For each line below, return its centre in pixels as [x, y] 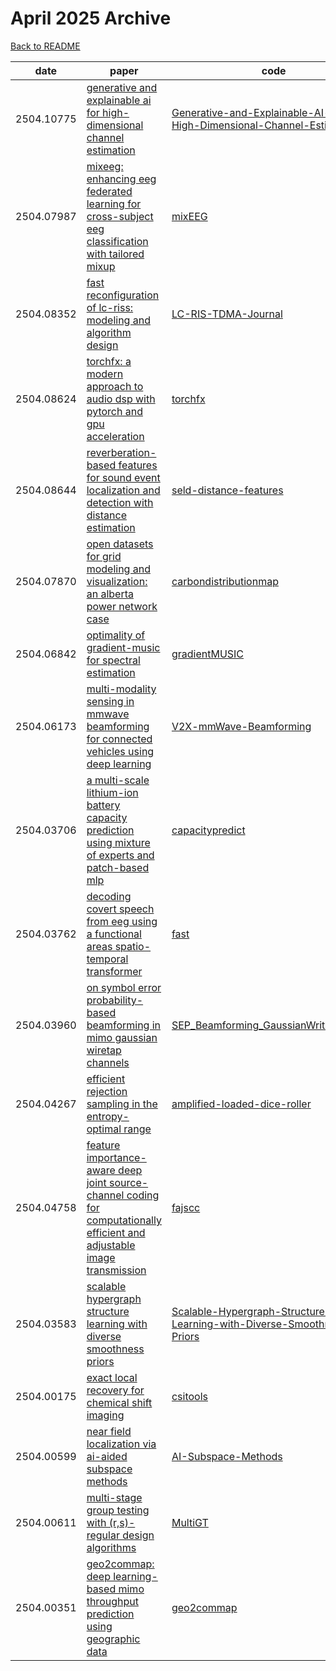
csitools [189, 1396]
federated [109, 191]
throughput [112, 1601]
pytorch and [114, 411]
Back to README [45, 46]
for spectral [113, 660]
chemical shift [119, 1402]
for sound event [123, 477]
